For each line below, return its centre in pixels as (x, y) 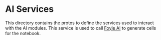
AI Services (29, 9)
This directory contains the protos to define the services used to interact (80, 23)
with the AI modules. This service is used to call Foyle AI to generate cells (80, 28)
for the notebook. (23, 33)
